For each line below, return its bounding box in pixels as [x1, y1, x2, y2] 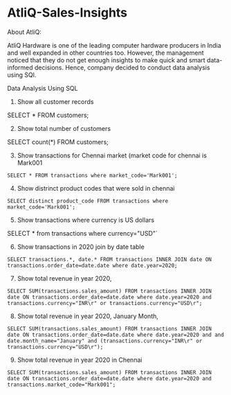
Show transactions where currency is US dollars [17, 216, 154, 224]
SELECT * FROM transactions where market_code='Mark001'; [7, 172, 178, 179]
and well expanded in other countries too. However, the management [7, 49, 204, 57]
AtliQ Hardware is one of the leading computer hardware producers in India [7, 41, 221, 49]
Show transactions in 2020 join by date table [17, 243, 145, 251]
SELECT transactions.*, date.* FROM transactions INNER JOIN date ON [7, 256, 212, 263]
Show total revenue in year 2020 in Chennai [17, 355, 142, 364]
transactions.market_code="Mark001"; [7, 381, 116, 388]
